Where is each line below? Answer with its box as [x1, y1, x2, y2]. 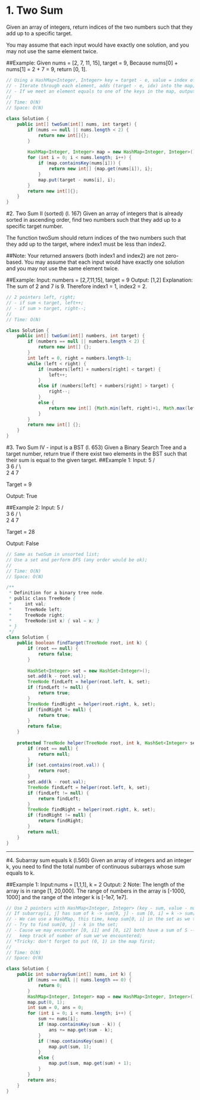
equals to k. [6, 869, 35, 876]
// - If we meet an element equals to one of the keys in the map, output [6, 88, 196, 94]
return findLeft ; [37, 796, 82, 802]
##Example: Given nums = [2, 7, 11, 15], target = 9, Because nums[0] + [6, 59, 179, 66]
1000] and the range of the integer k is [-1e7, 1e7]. [6, 893, 128, 900]
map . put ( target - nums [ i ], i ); [37, 177, 116, 183]
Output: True [6, 493, 37, 500]
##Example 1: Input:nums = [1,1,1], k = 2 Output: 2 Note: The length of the [6, 881, 185, 888]
